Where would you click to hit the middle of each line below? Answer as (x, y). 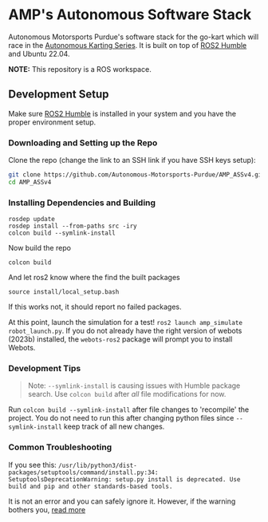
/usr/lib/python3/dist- (98, 465)
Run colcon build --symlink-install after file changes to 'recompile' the (129, 409)
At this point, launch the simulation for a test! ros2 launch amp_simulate (126, 322)
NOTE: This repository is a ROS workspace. (80, 69)
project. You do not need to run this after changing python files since (121, 418)
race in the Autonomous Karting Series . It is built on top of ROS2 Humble (128, 45)
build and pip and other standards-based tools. (91, 486)
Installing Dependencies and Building (82, 203)
